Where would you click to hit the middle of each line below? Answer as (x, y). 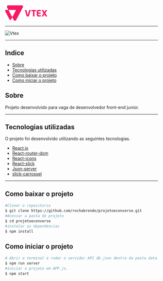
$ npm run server (23, 263)
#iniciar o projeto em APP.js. (37, 269)
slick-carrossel (27, 174)
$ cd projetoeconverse (28, 221)
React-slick (23, 164)
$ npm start (17, 273)
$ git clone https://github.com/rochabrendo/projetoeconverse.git (73, 211)
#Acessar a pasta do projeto (34, 216)
